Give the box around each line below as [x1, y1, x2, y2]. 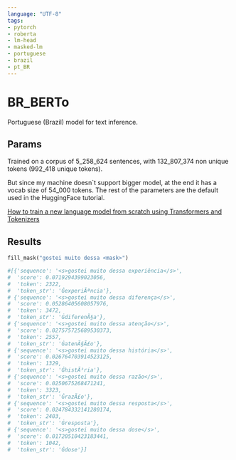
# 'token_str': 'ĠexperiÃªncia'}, [7, 287, 113, 294]
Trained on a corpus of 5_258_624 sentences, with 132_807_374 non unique [7, 157, 229, 166]
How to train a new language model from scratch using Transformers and [7, 207, 222, 216]
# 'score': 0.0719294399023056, [7, 273, 107, 281]
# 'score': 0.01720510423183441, [7, 432, 110, 440]
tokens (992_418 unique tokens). [7, 164, 103, 173]
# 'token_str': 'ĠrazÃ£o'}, [7, 393, 94, 400]
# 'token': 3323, [7, 386, 62, 394]
